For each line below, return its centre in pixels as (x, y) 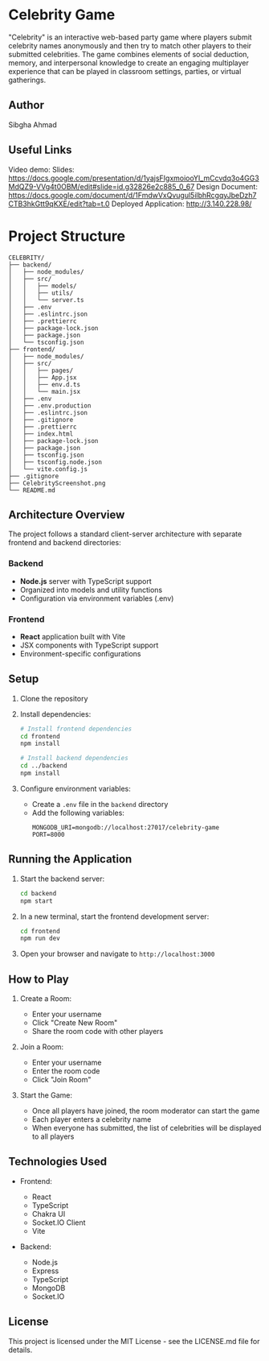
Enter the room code (66, 1071)
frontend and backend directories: (65, 543)
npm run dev (40, 939)
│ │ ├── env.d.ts (45, 384)
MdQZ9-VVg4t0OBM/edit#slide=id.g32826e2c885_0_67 (102, 186)
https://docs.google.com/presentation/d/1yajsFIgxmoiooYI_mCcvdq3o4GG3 (134, 178)
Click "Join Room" (61, 1080)
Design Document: (227, 186)
